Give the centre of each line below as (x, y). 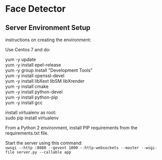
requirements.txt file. (27, 133)
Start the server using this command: (44, 143)
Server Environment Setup (48, 28)
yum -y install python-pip (32, 97)
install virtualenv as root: (31, 113)
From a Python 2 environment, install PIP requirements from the (71, 128)
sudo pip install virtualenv (32, 118)
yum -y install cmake (27, 86)
